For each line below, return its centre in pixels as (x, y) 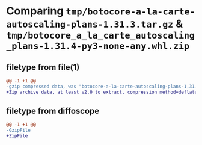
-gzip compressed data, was (41, 86)
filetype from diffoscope (53, 111)
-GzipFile (19, 131)
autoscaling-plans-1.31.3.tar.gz (90, 25)
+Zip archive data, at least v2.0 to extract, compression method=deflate (102, 92)
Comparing (35, 11)
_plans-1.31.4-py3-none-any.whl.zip (98, 46)
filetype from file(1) (43, 67)
